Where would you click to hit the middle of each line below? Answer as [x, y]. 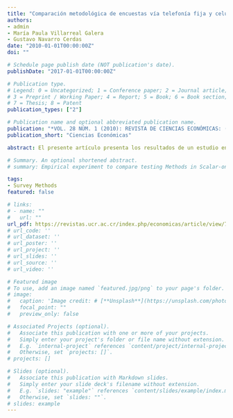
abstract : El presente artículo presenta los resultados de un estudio [113, 148]
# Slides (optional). [38, 371]
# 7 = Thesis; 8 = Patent [44, 103]
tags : [15, 179]
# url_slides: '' [32, 256]
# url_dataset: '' [34, 237]
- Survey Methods [32, 186]
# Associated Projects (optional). [59, 326]
